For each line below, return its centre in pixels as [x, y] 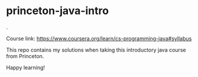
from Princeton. [25, 56]
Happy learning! [26, 67]
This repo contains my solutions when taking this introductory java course [96, 50]
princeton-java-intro [58, 11]
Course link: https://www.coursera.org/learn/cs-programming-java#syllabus [99, 38]
